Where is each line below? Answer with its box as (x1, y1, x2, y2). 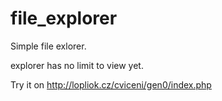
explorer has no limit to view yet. (10, 59, 144, 71)
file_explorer (10, 7, 118, 30)
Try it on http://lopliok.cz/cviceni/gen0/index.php (10, 78, 212, 91)
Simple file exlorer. (10, 40, 87, 52)
